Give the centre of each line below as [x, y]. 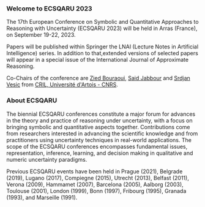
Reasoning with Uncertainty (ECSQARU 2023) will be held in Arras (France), [102, 28]
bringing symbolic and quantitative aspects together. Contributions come [99, 127]
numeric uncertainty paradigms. [47, 159]
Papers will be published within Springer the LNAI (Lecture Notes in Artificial [102, 47]
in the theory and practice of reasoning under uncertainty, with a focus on [99, 120]
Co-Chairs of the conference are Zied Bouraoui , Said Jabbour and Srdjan [99, 78]
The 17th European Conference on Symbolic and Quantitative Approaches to [102, 22]
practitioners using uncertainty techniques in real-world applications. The [99, 140]
